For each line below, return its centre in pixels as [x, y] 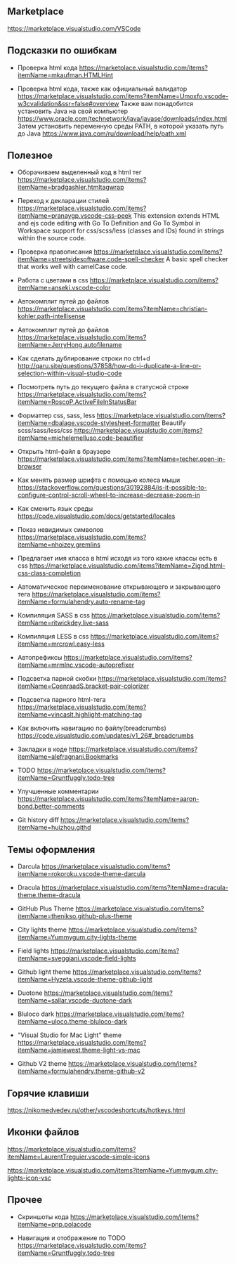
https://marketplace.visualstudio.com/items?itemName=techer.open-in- [122, 459]
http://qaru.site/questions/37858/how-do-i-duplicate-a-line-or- [109, 366]
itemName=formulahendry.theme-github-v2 [81, 1071]
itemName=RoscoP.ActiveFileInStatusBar [77, 402]
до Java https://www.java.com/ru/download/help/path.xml [102, 133]
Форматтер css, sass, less [56, 416]
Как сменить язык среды [55, 509]
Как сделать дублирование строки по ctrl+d [84, 358]
